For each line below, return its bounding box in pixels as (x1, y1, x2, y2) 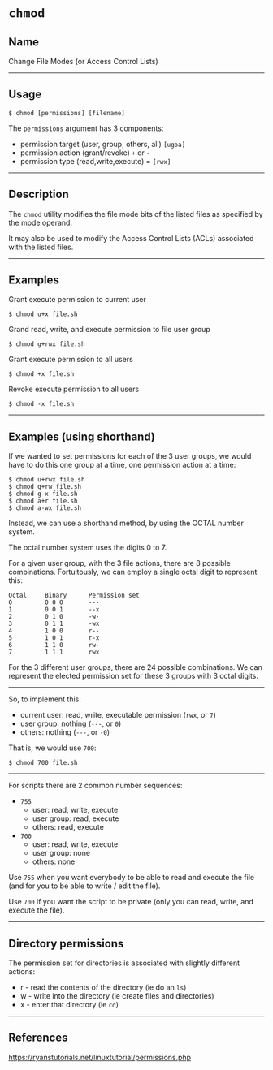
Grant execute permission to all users (8, 355, 134, 365)
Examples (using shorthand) (8, 429, 156, 443)
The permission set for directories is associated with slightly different (8, 958, 240, 968)
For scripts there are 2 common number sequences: (8, 781, 183, 791)
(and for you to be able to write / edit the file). (8, 881, 161, 891)
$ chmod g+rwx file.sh (8, 340, 85, 348)
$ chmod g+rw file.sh (8, 483, 82, 491)
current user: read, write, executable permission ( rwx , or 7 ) (19, 710, 217, 720)
